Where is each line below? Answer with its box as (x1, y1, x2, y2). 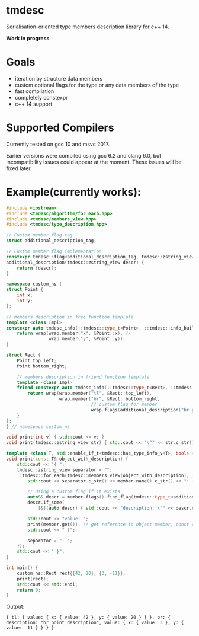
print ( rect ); (17, 576, 49, 581)
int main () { (6, 565, 38, 571)
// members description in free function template (6, 314, 134, 320)
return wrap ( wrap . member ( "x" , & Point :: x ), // (17, 330, 131, 337)
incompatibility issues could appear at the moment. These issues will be (6, 158, 182, 165)
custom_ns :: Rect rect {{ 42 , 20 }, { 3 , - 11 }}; (17, 570, 126, 576)
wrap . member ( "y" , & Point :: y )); (48, 336, 126, 342)
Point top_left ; (17, 357, 57, 363)
